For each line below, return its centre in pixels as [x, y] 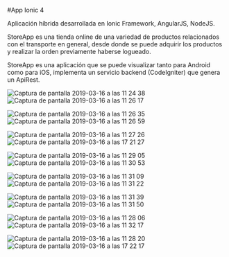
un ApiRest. [24, 80]
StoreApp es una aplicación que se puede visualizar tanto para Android [109, 65]
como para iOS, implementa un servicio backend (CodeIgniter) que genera [114, 72]
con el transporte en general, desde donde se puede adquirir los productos [115, 44]
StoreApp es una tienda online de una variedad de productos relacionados [113, 37]
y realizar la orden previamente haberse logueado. [79, 52]
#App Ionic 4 [26, 10]
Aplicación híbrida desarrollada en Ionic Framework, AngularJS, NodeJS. [111, 23]
